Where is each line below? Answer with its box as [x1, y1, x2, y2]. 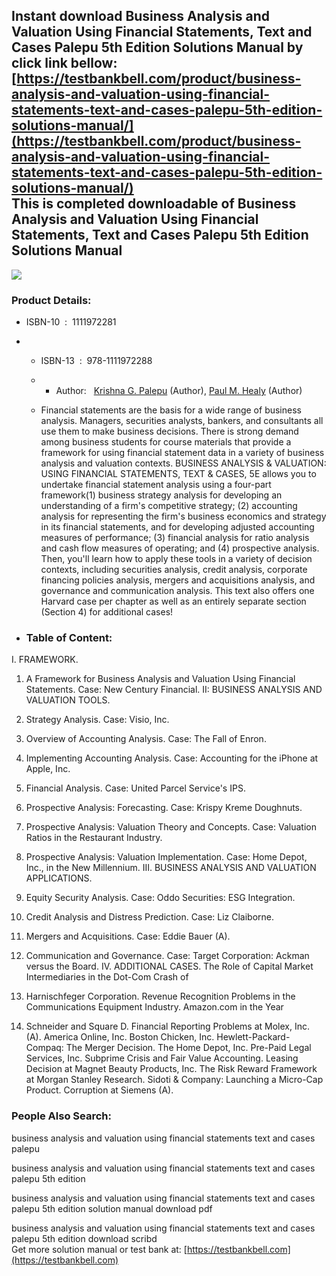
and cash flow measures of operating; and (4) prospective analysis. [40, 542, 320, 554]
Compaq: [25, 1042, 64, 1054]
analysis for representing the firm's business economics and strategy [40, 510, 327, 523]
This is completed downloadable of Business [11, 195, 297, 213]
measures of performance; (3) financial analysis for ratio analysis [40, 532, 310, 544]
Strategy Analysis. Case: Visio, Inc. [25, 714, 170, 726]
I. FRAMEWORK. [11, 654, 79, 666]
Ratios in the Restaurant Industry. [25, 832, 163, 844]
